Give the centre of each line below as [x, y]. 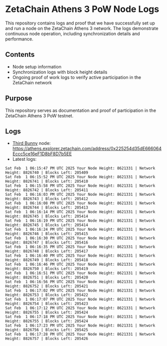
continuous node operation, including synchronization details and [72, 33]
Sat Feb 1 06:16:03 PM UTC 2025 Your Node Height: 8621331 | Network [80, 195]
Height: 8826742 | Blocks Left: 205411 [47, 190]
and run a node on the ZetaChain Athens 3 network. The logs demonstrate [82, 28]
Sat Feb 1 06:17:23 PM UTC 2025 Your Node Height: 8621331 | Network [80, 326]
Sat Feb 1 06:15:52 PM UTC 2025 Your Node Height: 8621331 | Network [80, 177]
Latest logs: [24, 159]
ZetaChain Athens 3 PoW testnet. [39, 115]
